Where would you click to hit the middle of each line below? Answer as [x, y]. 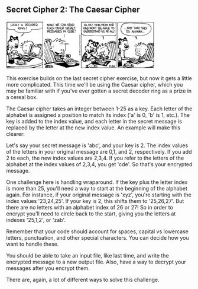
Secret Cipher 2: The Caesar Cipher [73, 10]
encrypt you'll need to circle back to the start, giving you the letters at [91, 214]
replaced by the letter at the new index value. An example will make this [93, 128]
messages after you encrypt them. [48, 268]
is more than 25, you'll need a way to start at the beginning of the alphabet [97, 188]
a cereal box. [22, 97]
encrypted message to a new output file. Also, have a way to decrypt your [96, 262]
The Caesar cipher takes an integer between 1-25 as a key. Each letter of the [99, 109]
